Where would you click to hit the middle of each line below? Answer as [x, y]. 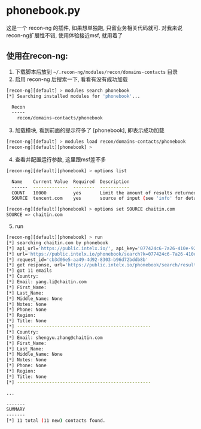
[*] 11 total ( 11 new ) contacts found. [56, 421]
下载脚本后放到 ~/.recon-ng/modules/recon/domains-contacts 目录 [96, 71]
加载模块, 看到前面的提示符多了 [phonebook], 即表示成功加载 [89, 130]
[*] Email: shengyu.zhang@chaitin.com [54, 337]
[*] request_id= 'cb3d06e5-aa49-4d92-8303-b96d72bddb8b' [77, 259]
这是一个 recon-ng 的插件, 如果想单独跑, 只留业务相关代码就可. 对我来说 [94, 28]
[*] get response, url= [36, 265]
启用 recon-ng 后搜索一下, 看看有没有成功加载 [71, 79]
